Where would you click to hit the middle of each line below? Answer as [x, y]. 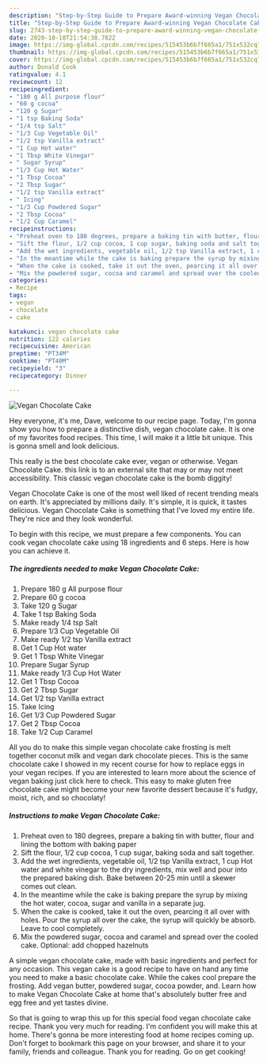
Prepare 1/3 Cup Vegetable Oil [70, 631]
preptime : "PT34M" [39, 354]
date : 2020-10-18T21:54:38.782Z [62, 38]
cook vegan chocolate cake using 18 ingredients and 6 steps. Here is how [129, 542]
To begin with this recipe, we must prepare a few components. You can [125, 534]
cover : [20, 60]
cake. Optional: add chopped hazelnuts [84, 945]
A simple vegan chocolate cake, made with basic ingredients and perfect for [133, 960]
